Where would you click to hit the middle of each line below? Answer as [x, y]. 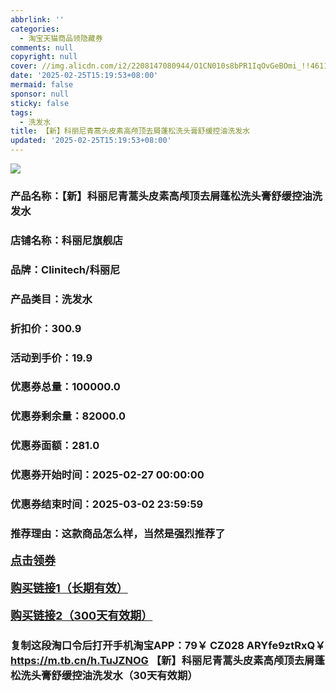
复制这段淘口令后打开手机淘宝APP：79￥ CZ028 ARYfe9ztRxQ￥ [168, 645]
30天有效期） [165, 675]
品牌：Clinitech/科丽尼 [65, 269]
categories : [35, 29]
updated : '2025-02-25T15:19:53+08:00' [91, 141]
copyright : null [44, 57]
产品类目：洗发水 [51, 299]
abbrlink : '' [37, 19]
